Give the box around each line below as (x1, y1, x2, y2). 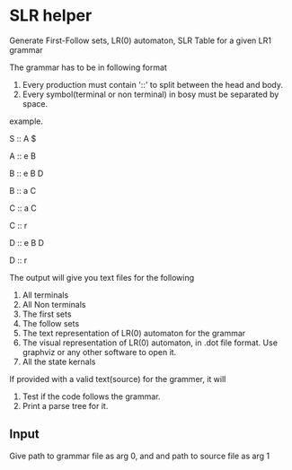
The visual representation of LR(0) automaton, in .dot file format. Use (22, 337, 279, 348)
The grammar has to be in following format (9, 62, 168, 73)
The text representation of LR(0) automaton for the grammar (22, 327, 246, 338)
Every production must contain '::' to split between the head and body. (22, 79, 284, 90)
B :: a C (9, 185, 37, 196)
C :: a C (9, 203, 38, 213)
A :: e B (9, 150, 36, 161)
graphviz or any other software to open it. (22, 346, 177, 357)
